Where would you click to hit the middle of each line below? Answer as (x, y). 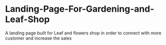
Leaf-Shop (28, 19)
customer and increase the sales (38, 38)
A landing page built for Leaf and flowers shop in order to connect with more (83, 33)
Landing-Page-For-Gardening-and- (80, 9)
